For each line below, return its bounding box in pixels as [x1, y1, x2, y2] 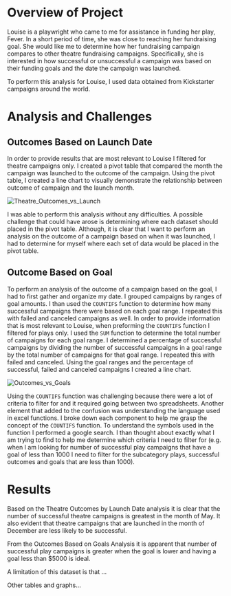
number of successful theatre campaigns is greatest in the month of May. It [7, 511, 221, 520]
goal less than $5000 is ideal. [7, 554, 91, 562]
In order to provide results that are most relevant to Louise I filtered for [7, 154, 206, 162]
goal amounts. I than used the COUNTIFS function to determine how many [7, 299, 212, 307]
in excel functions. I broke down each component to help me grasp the [7, 414, 208, 422]
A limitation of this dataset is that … [7, 567, 107, 575]
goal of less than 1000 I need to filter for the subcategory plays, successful [7, 450, 220, 459]
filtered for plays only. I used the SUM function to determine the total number [7, 329, 221, 337]
